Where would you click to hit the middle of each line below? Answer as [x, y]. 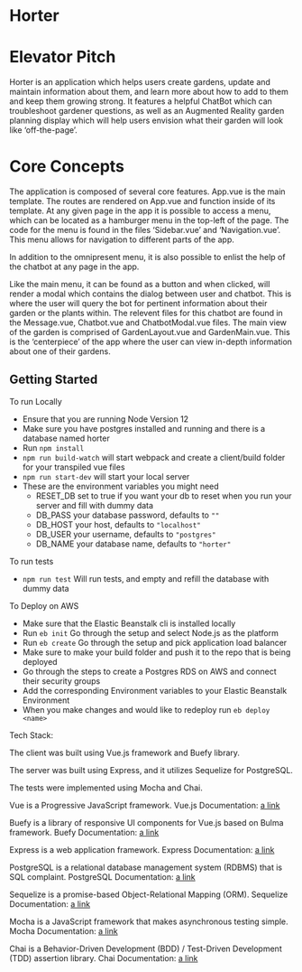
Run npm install [53, 447]
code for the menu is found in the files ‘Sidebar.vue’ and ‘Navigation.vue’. [145, 230]
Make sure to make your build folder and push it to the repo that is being [156, 652]
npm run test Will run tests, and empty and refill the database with [146, 578]
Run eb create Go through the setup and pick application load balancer [155, 642]
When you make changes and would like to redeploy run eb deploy [146, 709]
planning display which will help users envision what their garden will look [146, 121]
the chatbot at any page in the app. [74, 266]
